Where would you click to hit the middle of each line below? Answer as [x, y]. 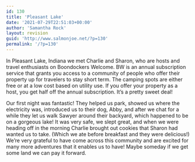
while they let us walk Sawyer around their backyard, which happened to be [97, 115]
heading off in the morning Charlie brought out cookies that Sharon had [92, 128]
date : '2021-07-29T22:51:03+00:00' [49, 22]
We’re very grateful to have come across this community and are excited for [97, 140]
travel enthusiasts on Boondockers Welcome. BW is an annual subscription [96, 67]
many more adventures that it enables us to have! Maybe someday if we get [97, 146]
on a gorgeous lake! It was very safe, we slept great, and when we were [93, 122]
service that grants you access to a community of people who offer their [93, 73]
